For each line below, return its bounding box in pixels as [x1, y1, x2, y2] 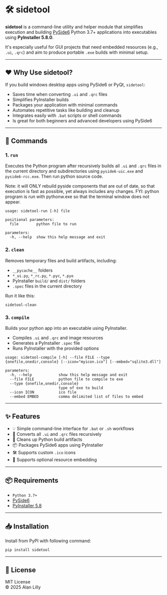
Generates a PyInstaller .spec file [12, 340, 81, 346]
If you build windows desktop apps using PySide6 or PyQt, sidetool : [5, 82, 146, 88]
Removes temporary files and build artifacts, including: [5, 257, 117, 264]
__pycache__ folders [12, 267, 53, 273]
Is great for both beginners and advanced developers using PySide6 [12, 117, 153, 123]
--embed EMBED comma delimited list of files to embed [9, 394, 143, 399]
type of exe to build [58, 386, 103, 391]
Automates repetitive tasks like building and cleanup [12, 107, 120, 113]
